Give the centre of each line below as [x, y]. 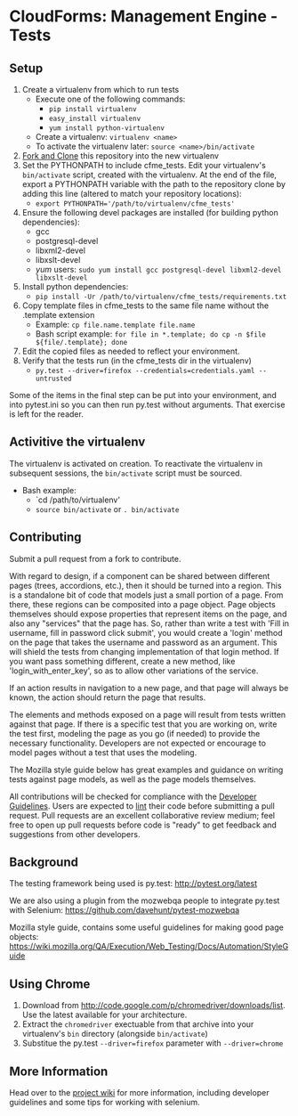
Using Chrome [50, 984]
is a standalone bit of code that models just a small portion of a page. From [146, 595]
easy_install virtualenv [95, 118]
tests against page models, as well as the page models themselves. [133, 779]
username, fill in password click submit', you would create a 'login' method [146, 632]
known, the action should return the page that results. [108, 697]
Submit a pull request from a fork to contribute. [95, 558]
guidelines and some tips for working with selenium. [105, 1103]
